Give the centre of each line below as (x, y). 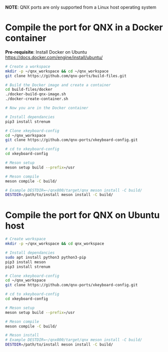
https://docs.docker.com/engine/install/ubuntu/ (54, 57)
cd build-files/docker (29, 90)
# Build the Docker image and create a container (58, 85)
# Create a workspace (28, 66)
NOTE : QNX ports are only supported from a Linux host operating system (81, 7)
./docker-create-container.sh (37, 99)
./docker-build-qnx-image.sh (36, 94)
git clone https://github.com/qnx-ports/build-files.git (66, 76)
